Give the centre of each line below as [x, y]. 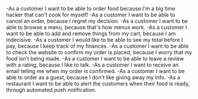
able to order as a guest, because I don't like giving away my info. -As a [93, 77]
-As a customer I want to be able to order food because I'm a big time [91, 9]
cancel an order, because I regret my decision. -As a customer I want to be [97, 21]
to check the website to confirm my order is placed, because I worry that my [99, 52]
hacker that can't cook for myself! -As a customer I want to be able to [91, 15]
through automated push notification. [51, 90]
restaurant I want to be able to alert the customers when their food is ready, [98, 84]
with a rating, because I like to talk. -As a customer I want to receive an [92, 65]
